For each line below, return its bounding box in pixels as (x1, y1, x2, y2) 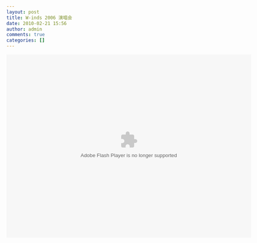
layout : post (6, 9, 40, 15)
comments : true (6, 32, 45, 38)
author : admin (6, 26, 43, 32)
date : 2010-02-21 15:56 (6, 20, 67, 26)
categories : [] (6, 37, 45, 43)
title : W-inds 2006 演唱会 (6, 15, 72, 21)
